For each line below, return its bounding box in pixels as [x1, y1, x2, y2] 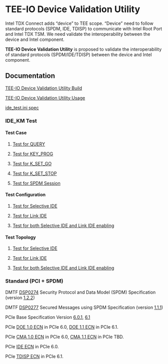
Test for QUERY [12, 141, 45, 147]
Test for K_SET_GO [12, 160, 52, 166]
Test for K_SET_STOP [12, 170, 57, 176]
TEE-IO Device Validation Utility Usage [5, 95, 85, 101]
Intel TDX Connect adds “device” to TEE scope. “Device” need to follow [5, 20, 154, 26]
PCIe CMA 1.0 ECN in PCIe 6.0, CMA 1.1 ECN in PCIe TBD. [5, 334, 124, 340]
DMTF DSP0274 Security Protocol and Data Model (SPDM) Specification [5, 289, 156, 295]
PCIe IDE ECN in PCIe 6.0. [5, 343, 59, 349]
